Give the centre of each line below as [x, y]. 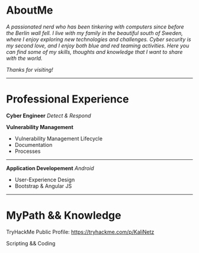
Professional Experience [68, 99]
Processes [28, 151]
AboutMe [30, 10]
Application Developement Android [50, 168]
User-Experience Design [45, 180]
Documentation [33, 145]
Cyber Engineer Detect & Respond [49, 116]
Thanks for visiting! [30, 69]
